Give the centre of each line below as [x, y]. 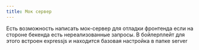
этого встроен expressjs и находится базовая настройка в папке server [97, 41]
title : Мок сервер [29, 11]
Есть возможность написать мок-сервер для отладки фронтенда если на [100, 28]
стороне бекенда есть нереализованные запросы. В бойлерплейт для [96, 34]
